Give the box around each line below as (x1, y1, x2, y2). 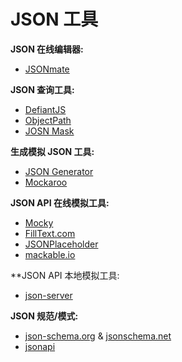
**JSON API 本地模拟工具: (10, 269, 120, 281)
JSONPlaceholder (24, 238, 99, 250)
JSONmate (24, 63, 70, 75)
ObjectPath (24, 114, 72, 126)
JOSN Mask (24, 125, 75, 137)
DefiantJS (24, 103, 67, 115)
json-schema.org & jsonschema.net (24, 330, 172, 342)
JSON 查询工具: (10, 83, 75, 95)
